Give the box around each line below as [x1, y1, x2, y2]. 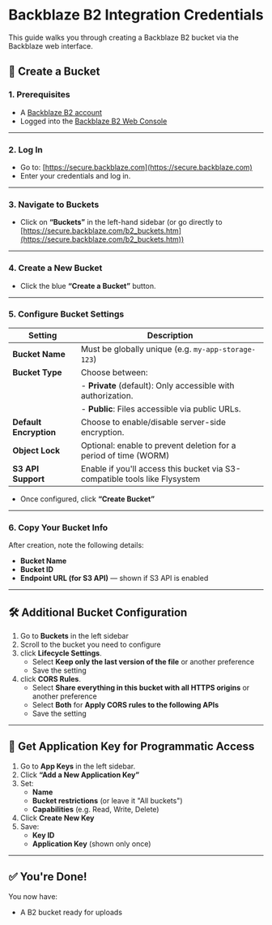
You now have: [8, 891, 58, 901]
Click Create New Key [19, 813, 95, 823]
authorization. [80, 389, 134, 401]
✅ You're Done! [8, 870, 87, 884]
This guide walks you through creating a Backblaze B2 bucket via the [8, 32, 239, 42]
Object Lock [12, 445, 61, 456]
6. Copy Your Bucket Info [8, 522, 108, 533]
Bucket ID [19, 565, 54, 574]
